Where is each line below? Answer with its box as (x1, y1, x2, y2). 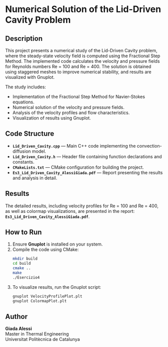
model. (32, 148, 47, 154)
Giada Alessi (5, 325, 32, 332)
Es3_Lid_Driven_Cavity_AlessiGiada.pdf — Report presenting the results (12, 169, 163, 175)
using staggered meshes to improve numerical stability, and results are (5, 69, 151, 75)
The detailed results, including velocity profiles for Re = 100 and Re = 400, (5, 202, 159, 209)
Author (5, 312, 28, 321)
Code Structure (5, 130, 54, 138)
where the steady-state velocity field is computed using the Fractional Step (5, 53, 160, 59)
